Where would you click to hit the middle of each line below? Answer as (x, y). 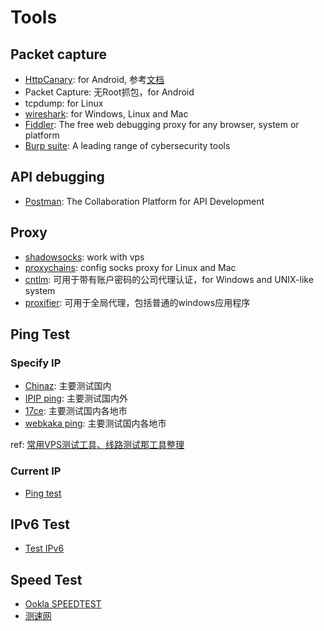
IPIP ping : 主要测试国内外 (76, 398)
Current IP (36, 471)
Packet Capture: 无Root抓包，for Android (109, 92)
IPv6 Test (40, 524)
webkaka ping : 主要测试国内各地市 (95, 423)
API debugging (57, 177)
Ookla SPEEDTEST (63, 604)
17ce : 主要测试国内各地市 (76, 411)
